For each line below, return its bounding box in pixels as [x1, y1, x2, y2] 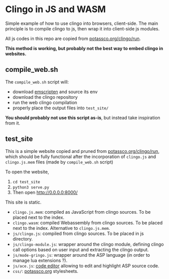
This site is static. [5, 199, 41, 205]
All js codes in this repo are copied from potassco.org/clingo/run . [5, 35, 141, 42]
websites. [5, 51, 27, 57]
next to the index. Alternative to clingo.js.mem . [12, 225, 110, 231]
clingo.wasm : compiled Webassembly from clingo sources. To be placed [12, 219, 163, 226]
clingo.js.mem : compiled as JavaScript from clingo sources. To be [12, 209, 151, 215]
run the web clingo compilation [12, 99, 77, 105]
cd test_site [12, 179, 40, 184]
